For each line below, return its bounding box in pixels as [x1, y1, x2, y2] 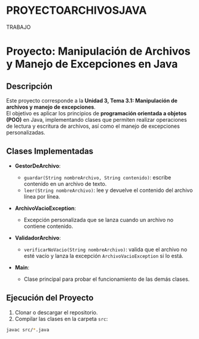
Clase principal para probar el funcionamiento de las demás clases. [23, 275, 190, 283]
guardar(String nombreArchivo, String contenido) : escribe [23, 173, 172, 181]
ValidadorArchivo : [14, 234, 61, 241]
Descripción [6, 81, 53, 91]
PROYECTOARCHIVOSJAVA [6, 4, 147, 17]
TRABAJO [6, 23, 31, 31]
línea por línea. [23, 193, 61, 200]
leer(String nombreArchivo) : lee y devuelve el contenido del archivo [23, 187, 193, 194]
